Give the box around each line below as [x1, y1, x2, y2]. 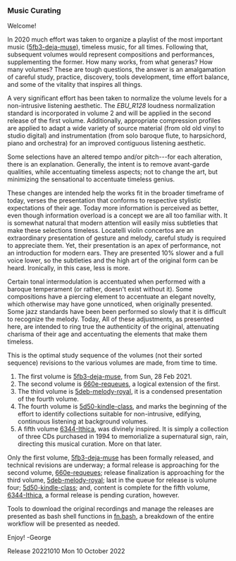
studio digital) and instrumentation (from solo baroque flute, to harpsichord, [7, 131, 227, 140]
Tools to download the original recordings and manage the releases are [7, 505, 214, 513]
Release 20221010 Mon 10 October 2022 [7, 547, 125, 555]
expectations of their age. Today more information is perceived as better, [7, 204, 219, 212]
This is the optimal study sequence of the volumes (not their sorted [7, 351, 202, 360]
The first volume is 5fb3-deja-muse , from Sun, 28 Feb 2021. [17, 373, 192, 381]
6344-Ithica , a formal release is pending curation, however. [7, 491, 180, 500]
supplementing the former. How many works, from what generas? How [7, 58, 213, 66]
